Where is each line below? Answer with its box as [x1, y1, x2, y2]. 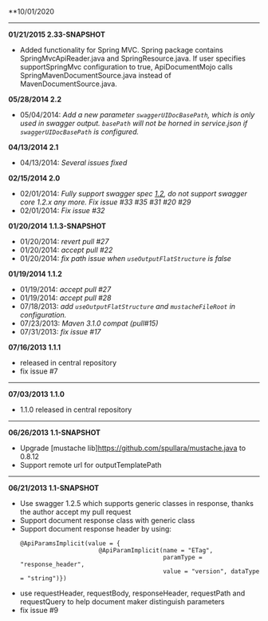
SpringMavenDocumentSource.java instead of [19, 71, 171, 80]
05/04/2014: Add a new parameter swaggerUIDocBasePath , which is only [19, 110, 255, 119]
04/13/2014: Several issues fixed [19, 158, 128, 167]
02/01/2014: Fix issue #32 [19, 206, 105, 215]
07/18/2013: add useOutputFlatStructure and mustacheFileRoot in [19, 302, 236, 310]
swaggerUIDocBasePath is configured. [19, 127, 140, 136]
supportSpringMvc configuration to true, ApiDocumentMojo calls [19, 62, 233, 71]
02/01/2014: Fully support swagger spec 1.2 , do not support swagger [19, 189, 247, 198]
